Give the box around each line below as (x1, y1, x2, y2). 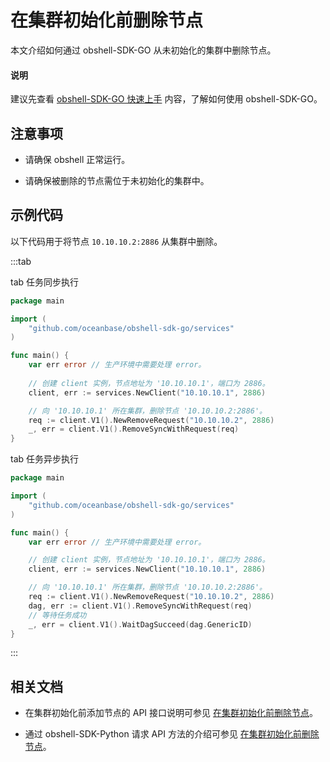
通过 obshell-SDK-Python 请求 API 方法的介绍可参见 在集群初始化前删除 (24, 728, 320, 740)
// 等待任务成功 (28, 610, 87, 620)
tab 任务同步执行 (10, 276, 80, 288)
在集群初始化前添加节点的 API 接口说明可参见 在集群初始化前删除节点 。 (24, 707, 318, 719)
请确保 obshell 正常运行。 (24, 153, 131, 165)
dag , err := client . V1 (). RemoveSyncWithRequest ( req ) (28, 601, 253, 611)
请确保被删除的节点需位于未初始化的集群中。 (24, 174, 210, 186)
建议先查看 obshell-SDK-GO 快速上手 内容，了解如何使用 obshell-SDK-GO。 (10, 93, 323, 105)
